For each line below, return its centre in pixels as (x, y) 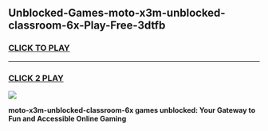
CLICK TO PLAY (39, 48)
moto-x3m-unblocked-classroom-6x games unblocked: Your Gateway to (132, 110)
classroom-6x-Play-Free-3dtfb (87, 26)
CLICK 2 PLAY (36, 78)
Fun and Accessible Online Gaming (67, 118)
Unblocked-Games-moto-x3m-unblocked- (117, 13)
